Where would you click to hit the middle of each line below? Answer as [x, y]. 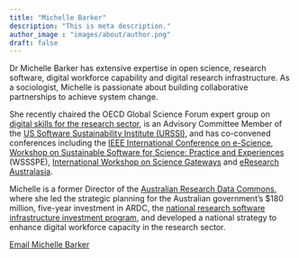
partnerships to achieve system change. [84, 97]
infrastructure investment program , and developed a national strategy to [143, 218]
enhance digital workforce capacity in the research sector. [118, 227]
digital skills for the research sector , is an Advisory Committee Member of [146, 124]
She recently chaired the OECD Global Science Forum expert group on [140, 114]
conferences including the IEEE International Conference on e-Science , [141, 143]
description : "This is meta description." [90, 26]
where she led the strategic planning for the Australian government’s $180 [146, 199]
